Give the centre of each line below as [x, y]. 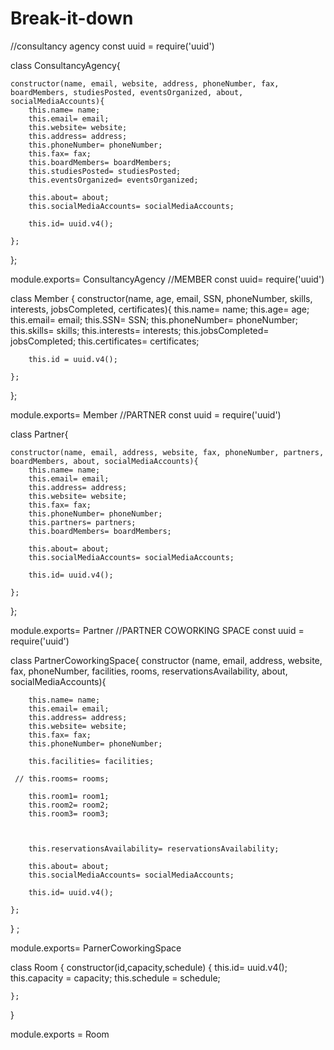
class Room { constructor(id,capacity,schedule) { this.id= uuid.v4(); [149, 967]
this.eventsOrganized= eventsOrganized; [113, 180]
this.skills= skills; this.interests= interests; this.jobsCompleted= [140, 330]
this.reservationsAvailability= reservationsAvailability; [154, 848]
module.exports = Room [60, 1034]
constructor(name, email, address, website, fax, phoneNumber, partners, [167, 452]
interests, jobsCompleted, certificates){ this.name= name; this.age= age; [160, 309]
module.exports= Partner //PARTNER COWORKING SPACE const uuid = [157, 630]
